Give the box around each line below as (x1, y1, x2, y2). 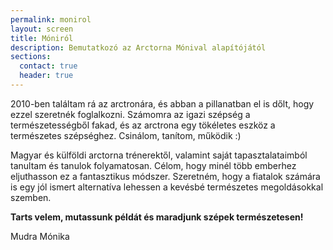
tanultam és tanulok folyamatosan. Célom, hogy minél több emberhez (10, 159, 297, 171)
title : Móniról (10, 33, 74, 43)
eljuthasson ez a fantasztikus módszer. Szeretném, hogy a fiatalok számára (10, 170, 321, 182)
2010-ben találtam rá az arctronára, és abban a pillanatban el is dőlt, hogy (10, 97, 315, 110)
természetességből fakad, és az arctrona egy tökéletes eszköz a (10, 119, 276, 131)
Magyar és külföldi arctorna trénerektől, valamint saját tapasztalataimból (10, 149, 308, 161)
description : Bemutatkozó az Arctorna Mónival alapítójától (10, 42, 267, 53)
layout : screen (10, 24, 74, 34)
